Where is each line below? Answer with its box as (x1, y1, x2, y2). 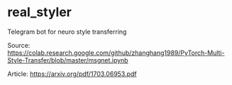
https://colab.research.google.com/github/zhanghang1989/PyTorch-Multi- (7, 48, 225, 57)
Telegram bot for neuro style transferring (7, 27, 127, 36)
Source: (7, 41, 31, 49)
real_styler (7, 4, 72, 20)
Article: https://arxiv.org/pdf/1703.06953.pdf (7, 70, 137, 78)
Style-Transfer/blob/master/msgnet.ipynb (7, 55, 129, 64)
